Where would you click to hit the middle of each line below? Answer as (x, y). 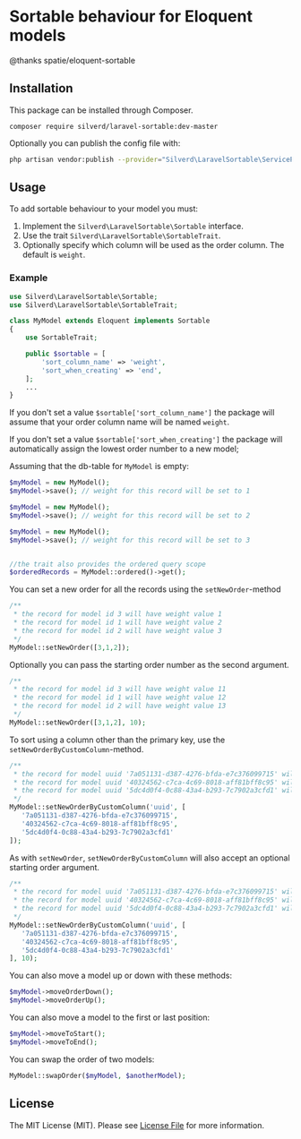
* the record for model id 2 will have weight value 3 (117, 630)
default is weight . (54, 255)
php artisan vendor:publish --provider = (86, 159)
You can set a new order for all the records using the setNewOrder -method (145, 589)
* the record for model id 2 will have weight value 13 (120, 706)
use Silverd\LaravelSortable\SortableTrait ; (94, 305)
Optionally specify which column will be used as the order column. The (153, 245)
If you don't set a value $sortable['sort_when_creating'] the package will (146, 440)
